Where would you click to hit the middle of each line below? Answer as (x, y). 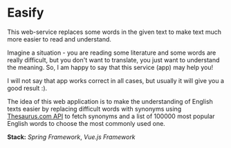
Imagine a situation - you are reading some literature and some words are (112, 53)
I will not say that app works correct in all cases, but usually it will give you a (116, 80)
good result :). (27, 88)
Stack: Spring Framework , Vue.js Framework (72, 137)
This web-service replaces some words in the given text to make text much (114, 32)
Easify (26, 13)
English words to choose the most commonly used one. (86, 123)
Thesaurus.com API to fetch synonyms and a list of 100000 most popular (111, 116)
